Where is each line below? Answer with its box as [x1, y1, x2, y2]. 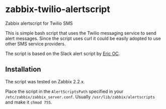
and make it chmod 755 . [5, 99, 52, 105]
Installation [5, 65, 41, 74]
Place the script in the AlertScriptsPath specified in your [5, 88, 124, 94]
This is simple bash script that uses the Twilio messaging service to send [5, 30, 157, 36]
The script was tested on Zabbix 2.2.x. [5, 78, 85, 84]
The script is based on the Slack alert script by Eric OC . [5, 50, 120, 57]
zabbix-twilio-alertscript [5, 4, 111, 15]
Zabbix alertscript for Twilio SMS [5, 20, 73, 26]
